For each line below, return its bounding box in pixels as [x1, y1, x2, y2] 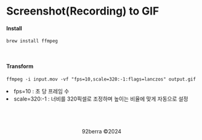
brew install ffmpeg [6, 38, 59, 44]
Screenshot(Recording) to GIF [6, 4, 159, 18]
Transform [6, 62, 34, 70]
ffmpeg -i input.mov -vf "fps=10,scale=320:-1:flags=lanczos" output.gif [6, 76, 197, 82]
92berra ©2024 [81, 127, 122, 135]
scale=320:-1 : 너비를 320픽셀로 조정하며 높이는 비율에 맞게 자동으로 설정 [14, 95, 189, 102]
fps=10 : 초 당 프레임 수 [14, 87, 70, 95]
